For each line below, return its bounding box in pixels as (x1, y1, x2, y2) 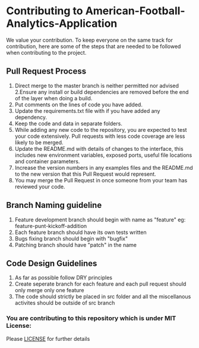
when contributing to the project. (6, 49, 87, 56)
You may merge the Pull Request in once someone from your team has (14, 176, 188, 184)
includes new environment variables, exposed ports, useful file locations (14, 151, 192, 159)
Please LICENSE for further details (6, 335, 90, 342)
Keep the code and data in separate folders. (14, 120, 123, 127)
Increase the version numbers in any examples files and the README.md (14, 164, 193, 171)
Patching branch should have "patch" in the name (14, 241, 137, 248)
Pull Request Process (6, 67, 87, 77)
